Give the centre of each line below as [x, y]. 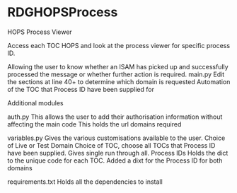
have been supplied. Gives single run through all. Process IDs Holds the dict [118, 153]
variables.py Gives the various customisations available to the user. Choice [116, 138]
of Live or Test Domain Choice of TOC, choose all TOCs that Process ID [111, 145]
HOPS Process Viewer [40, 32]
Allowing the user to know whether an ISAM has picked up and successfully [118, 66]
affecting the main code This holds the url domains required [94, 124]
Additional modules [35, 103]
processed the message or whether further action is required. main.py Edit [116, 74]
